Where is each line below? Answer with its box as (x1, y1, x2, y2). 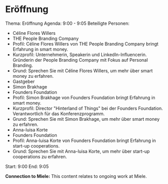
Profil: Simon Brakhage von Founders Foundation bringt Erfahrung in (12, 95, 155, 101)
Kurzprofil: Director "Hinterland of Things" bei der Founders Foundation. (12, 105, 163, 111)
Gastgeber (12, 78, 35, 84)
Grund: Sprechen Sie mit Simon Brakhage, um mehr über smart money (12, 116, 160, 122)
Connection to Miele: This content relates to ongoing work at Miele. (5, 173, 147, 179)
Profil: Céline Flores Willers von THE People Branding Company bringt (12, 40, 158, 47)
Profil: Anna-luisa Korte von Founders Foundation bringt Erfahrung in (12, 137, 156, 144)
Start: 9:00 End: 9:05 (5, 163, 49, 169)
